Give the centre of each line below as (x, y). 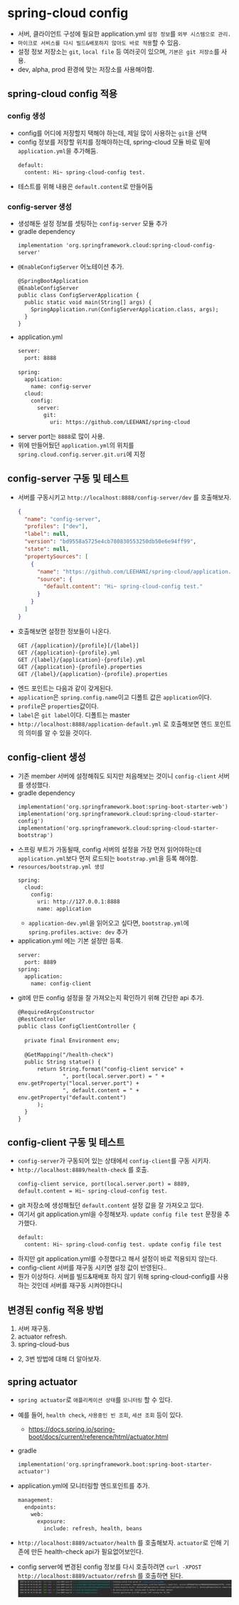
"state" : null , (47, 549)
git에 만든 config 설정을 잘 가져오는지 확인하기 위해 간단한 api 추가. (111, 997)
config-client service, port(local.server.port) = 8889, (104, 1184)
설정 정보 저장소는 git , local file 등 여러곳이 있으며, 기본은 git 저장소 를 (118, 51)
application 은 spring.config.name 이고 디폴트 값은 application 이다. (115, 697)
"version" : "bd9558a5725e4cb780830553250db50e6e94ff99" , (111, 542)
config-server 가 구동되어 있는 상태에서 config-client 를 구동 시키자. (114, 1161)
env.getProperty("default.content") (72, 1097)
